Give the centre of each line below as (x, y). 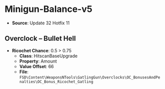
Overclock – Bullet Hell (40, 39)
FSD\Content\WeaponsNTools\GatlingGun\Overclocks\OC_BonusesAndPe (90, 77)
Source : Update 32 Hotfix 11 (41, 23)
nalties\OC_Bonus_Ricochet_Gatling (56, 82)
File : (24, 72)
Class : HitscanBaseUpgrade (48, 56)
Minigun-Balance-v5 (49, 9)
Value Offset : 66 (37, 66)
